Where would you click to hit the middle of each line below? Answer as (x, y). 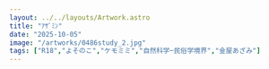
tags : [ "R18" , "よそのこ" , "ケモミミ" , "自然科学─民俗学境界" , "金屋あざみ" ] (135, 51)
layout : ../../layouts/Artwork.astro (80, 17)
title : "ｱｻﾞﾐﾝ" (36, 26)
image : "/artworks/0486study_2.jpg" (78, 43)
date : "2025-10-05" (46, 34)
